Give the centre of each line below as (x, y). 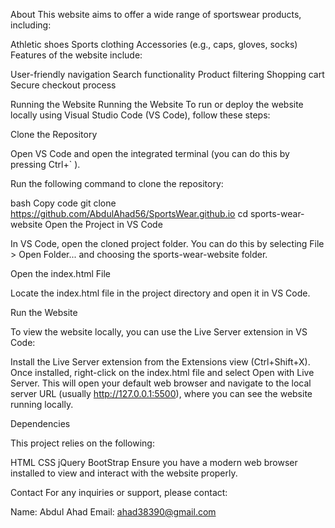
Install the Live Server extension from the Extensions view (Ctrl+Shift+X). (160, 362)
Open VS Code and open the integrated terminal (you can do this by (150, 153)
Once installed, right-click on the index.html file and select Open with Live (162, 372)
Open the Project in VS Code (103, 224)
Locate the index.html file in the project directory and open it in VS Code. (160, 293)
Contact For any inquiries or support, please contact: (119, 492)
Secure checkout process (63, 85)
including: (31, 25)
